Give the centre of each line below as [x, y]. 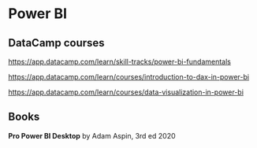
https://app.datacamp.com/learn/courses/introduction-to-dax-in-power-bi [129, 77]
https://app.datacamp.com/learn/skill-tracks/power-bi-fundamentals [119, 61]
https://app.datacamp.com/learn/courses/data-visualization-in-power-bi [126, 92]
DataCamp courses [56, 43]
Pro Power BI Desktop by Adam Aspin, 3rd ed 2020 [92, 135]
